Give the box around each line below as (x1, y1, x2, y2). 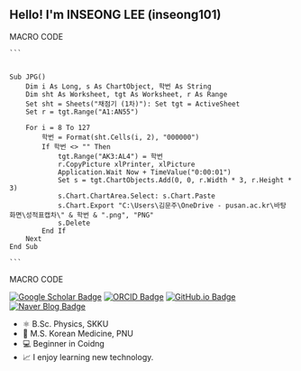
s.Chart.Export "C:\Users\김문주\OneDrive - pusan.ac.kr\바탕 (57, 200, 287, 210)
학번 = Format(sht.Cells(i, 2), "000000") (41, 133, 200, 142)
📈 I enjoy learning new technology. (22, 351, 154, 362)
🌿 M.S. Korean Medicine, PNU (22, 328, 133, 339)
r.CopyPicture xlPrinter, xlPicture (57, 160, 196, 169)
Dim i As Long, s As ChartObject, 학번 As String (25, 81, 212, 91)
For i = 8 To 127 (25, 123, 91, 132)
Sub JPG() (9, 72, 47, 81)
